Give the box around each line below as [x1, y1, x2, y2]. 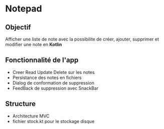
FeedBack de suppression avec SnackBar [12, 85, 99, 91]
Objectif [5, 23, 31, 31]
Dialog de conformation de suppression [12, 79, 94, 85]
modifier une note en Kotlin [5, 41, 62, 47]
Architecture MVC [12, 113, 50, 119]
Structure [5, 99, 36, 108]
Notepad [5, 3, 43, 14]
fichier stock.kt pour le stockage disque [12, 118, 95, 124]
